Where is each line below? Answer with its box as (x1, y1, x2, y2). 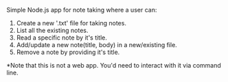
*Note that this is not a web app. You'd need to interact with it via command (6, 61, 221, 69)
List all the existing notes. (16, 27, 89, 34)
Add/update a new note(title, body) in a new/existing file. (16, 41, 178, 49)
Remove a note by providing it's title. (16, 48, 120, 56)
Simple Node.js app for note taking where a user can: (6, 6, 157, 14)
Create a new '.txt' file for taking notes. (16, 19, 126, 27)
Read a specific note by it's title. (16, 33, 108, 42)
